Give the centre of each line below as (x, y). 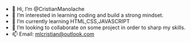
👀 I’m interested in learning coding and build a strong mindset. (87, 15)
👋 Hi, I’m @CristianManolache (48, 9)
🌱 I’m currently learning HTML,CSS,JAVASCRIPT (71, 21)
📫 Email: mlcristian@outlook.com (53, 34)
